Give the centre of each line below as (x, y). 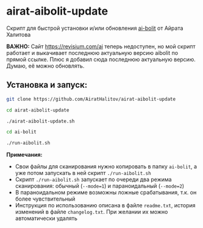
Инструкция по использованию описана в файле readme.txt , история (105, 205)
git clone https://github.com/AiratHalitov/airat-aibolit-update (91, 99)
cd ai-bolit (21, 132)
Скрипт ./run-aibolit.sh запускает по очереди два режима (93, 180)
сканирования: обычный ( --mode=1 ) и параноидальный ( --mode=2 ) (100, 186)
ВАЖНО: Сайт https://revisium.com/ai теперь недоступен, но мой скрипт (101, 46)
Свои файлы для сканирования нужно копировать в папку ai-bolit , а (106, 166)
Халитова (19, 34)
